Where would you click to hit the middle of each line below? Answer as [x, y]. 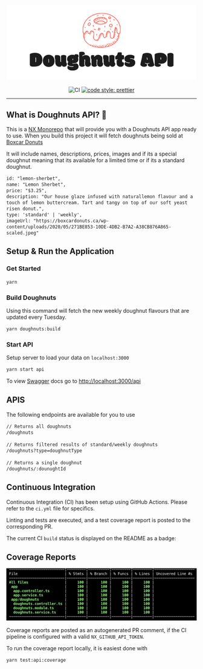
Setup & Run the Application [60, 251]
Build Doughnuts [31, 298]
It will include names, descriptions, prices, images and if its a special [92, 154]
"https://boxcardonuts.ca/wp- [71, 221]
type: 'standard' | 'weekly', [44, 215]
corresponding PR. [30, 526]
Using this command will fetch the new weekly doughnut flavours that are [98, 310]
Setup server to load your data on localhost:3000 [68, 357]
